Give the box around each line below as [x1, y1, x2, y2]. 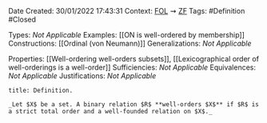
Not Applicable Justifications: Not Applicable [8, 71, 157, 81]
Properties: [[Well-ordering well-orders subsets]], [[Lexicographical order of [8, 54, 260, 63]
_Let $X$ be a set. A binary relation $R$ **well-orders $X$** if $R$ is [8, 101, 260, 109]
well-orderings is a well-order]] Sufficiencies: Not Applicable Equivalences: [8, 62, 257, 72]
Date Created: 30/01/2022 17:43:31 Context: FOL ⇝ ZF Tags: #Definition [8, 6, 245, 15]
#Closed [8, 14, 37, 24]
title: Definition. [8, 86, 74, 94]
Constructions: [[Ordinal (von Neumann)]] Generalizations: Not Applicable [8, 38, 252, 48]
